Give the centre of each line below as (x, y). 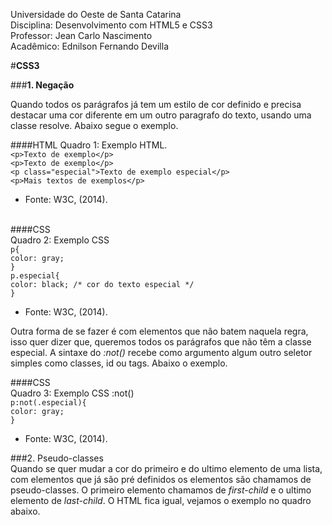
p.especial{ (35, 276)
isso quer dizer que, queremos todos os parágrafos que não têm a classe (161, 342)
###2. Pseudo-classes (57, 458)
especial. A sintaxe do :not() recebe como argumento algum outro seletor (161, 352)
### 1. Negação (42, 85)
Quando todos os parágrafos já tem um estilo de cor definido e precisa (156, 104)
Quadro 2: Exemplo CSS (60, 240)
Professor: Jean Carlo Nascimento (81, 35)
